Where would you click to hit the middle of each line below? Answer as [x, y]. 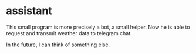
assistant [29, 11]
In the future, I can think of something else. [58, 45]
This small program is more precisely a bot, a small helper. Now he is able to [98, 27]
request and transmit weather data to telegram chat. [69, 33]
